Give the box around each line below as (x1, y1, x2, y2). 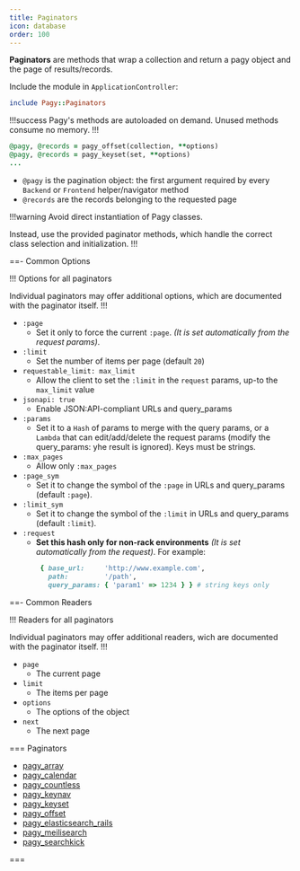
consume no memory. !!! (9, 125, 100, 136)
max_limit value (35, 383, 95, 395)
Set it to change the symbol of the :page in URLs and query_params (35, 479, 286, 490)
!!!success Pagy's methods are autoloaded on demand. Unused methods (9, 115, 278, 126)
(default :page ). (35, 488, 93, 499)
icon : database (9, 22, 66, 31)
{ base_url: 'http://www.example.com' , (40, 563, 206, 573)
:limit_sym (22, 500, 64, 509)
